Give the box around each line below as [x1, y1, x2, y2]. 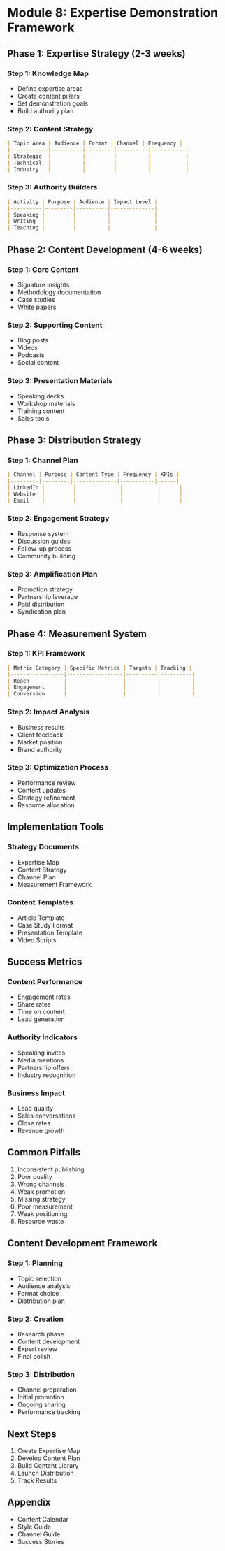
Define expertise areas [17, 84, 83, 92]
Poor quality [17, 1172, 52, 1181]
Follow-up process [17, 544, 72, 553]
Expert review [17, 1344, 58, 1353]
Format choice [17, 1289, 59, 1297]
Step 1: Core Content [7, 264, 79, 274]
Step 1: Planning [7, 1258, 63, 1268]
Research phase [17, 1329, 64, 1338]
